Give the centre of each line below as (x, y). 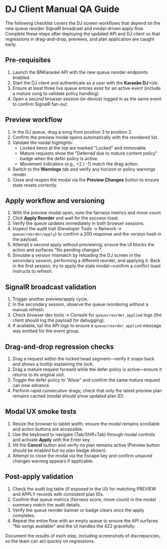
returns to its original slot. (39, 375)
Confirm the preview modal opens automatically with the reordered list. (85, 137)
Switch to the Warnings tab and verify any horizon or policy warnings (84, 169)
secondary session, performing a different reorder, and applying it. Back (86, 261)
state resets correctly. (35, 185)
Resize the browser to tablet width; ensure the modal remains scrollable (86, 423)
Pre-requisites (28, 60)
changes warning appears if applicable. (53, 461)
